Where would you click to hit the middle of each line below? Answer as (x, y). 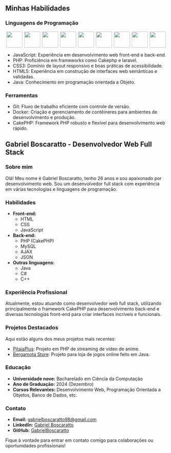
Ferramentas (22, 95)
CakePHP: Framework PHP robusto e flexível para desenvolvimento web (89, 123)
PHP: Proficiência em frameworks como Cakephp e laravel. (75, 60)
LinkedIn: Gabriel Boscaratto (43, 425)
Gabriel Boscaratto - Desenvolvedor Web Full (79, 144)
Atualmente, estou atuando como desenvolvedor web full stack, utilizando (83, 303)
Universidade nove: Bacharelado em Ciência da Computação (78, 379)
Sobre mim (19, 167)
